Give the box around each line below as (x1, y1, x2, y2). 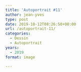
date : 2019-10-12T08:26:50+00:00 (5, 21, 76, 27)
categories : (5, 31, 31, 36)
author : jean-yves (5, 12, 44, 17)
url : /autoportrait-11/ (5, 26, 56, 31)
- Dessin (10, 36, 29, 41)
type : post (5, 17, 29, 22)
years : (5, 45, 19, 50)
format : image (5, 54, 36, 60)
